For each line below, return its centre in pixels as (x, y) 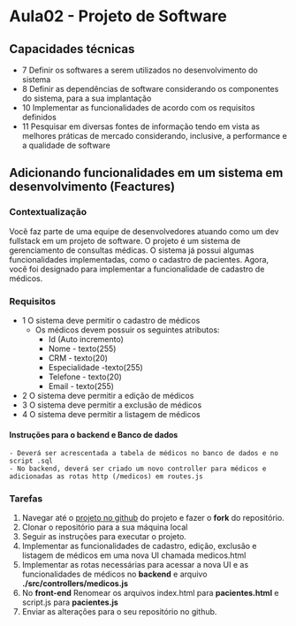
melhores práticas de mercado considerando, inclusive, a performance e (154, 136)
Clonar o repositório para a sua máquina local (105, 527)
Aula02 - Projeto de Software (118, 16)
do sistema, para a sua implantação (87, 98)
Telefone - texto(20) (85, 377)
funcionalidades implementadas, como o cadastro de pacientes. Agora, (139, 259)
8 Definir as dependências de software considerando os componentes (150, 89)
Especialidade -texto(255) (95, 367)
